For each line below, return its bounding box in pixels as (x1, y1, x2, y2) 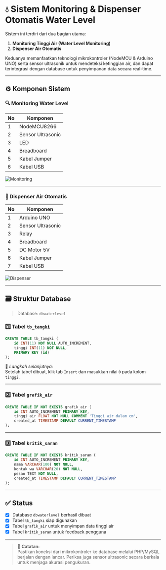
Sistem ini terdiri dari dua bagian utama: (5, 31, 86, 37)
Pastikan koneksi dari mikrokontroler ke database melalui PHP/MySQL (17, 549, 160, 555)
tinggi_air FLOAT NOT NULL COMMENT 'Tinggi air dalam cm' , (14, 414, 138, 419)
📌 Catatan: (17, 543, 40, 549)
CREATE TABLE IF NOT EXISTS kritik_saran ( (5, 453, 96, 458)
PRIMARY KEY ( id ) (14, 350, 50, 355)
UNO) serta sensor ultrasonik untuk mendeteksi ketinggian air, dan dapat (5, 60, 154, 66)
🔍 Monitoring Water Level (5, 100, 69, 107)
